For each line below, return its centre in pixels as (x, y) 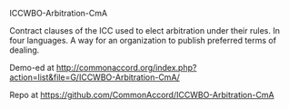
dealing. (25, 50)
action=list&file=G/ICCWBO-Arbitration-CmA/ (95, 77)
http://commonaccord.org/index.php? (126, 68)
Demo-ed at (32, 68)
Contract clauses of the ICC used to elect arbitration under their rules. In (144, 30)
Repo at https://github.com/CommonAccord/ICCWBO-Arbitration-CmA (142, 95)
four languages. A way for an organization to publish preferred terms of (143, 40)
